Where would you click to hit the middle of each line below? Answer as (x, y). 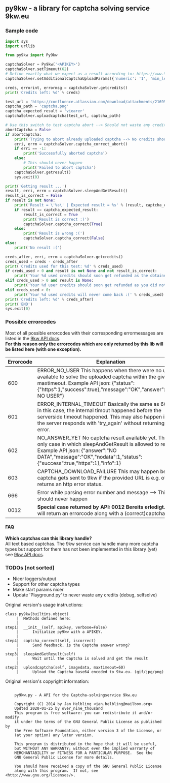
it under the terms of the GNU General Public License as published (88, 722)
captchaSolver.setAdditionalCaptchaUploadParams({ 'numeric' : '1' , (77, 78)
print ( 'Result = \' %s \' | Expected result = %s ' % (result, (79, 205)
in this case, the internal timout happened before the (99, 410)
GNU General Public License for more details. (64, 758)
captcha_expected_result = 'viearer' (45, 111)
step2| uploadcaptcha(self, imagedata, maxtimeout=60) (65, 668)
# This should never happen (53, 163)
